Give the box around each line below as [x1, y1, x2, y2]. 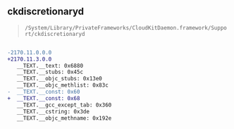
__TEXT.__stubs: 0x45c [16, 68, 83, 76]
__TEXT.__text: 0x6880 [16, 62, 83, 69]
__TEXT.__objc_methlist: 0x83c [16, 82, 109, 89]
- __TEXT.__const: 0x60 [7, 88, 80, 96]
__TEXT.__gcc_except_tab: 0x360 [16, 102, 112, 109]
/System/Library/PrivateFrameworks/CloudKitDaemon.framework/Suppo [24, 24, 227, 31]
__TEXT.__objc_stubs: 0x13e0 [16, 75, 102, 82]
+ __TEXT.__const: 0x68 [7, 94, 80, 102]
